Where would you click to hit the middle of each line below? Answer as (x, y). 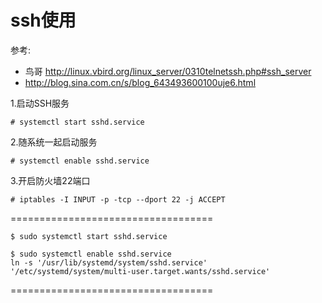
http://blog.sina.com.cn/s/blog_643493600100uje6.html (140, 82)
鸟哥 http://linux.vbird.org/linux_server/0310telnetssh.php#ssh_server (168, 71)
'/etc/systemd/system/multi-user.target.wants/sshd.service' (140, 271)
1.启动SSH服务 (40, 103)
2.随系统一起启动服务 (54, 142)
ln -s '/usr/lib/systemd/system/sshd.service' (109, 262)
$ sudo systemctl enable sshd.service (91, 254)
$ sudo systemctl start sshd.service (89, 236)
